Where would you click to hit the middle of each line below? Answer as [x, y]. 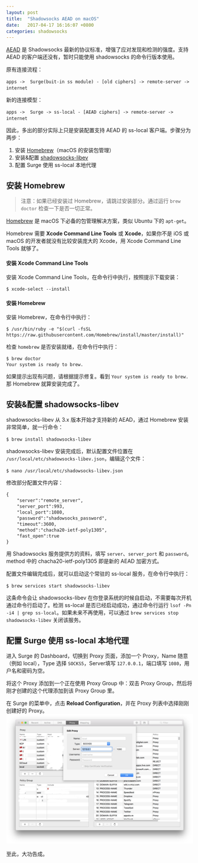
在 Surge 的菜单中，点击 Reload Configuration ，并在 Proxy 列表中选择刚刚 [98, 703]
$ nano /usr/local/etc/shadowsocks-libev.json [65, 471]
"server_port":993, [41, 506]
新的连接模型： [24, 100]
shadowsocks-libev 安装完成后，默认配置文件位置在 [70, 451]
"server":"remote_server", [50, 501]
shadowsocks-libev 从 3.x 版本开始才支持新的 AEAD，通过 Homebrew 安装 [97, 420]
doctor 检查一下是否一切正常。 [58, 208]
